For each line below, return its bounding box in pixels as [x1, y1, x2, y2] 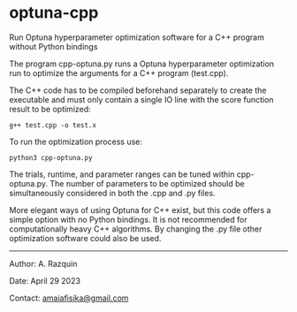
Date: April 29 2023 [9, 275, 81, 285]
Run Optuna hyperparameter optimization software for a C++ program [9, 32, 265, 42]
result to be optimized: [9, 103, 91, 114]
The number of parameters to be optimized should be [49, 178, 245, 188]
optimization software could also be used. [9, 232, 162, 243]
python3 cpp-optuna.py [9, 153, 93, 162]
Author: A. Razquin [9, 258, 78, 269]
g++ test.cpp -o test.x [9, 120, 97, 130]
